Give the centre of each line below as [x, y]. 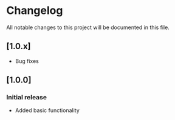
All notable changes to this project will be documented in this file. [88, 27]
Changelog [35, 11]
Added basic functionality [47, 110]
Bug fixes [27, 61]
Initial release [27, 98]
